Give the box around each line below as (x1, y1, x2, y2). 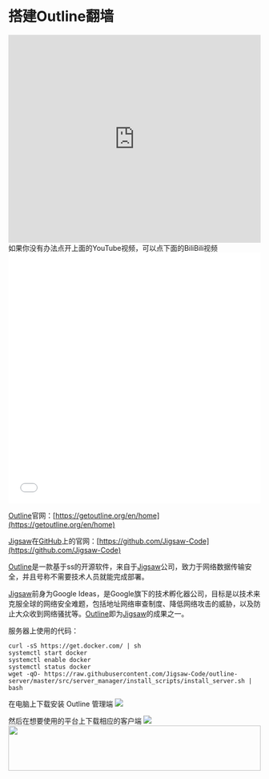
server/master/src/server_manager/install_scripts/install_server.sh (8, 676, 246, 685)
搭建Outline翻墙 (8, 7, 114, 26)
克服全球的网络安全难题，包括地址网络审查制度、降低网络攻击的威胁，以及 (8, 599, 254, 608)
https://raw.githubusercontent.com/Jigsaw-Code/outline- (43, 670, 239, 678)
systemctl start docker (8, 648, 88, 657)
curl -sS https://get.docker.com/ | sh (8, 642, 142, 650)
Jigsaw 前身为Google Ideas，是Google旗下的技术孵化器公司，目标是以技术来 (8, 588, 261, 598)
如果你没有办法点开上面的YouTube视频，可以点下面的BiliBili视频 (8, 243, 219, 252)
